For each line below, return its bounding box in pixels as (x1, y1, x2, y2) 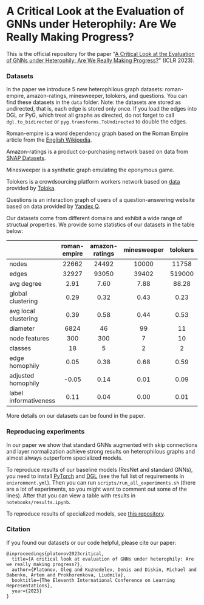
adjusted (9, 372, 35, 380)
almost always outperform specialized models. (6, 454, 123, 462)
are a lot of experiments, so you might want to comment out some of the (6, 485, 187, 493)
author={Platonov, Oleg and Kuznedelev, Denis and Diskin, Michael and (12, 567, 197, 573)
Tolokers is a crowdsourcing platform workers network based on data (6, 178, 180, 185)
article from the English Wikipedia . (6, 136, 92, 143)
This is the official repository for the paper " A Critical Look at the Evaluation (6, 50, 195, 57)
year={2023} (12, 588, 42, 594)
